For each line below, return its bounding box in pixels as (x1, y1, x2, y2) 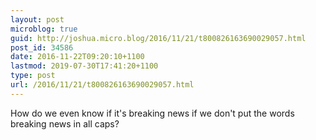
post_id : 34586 (10, 42, 74, 53)
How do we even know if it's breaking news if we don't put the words (10, 107, 295, 119)
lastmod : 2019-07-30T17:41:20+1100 (10, 61, 159, 71)
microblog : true (10, 24, 78, 34)
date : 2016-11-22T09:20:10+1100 (10, 52, 145, 62)
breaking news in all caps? (10, 117, 120, 130)
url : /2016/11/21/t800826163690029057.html (10, 80, 195, 90)
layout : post (10, 14, 65, 25)
